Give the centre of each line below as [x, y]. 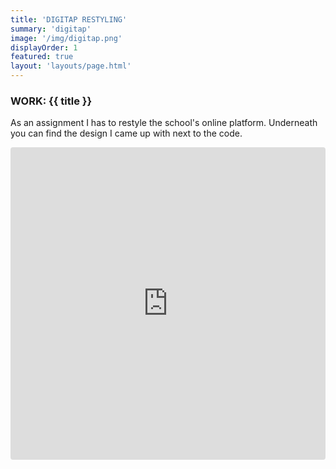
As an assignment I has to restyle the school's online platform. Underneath [164, 123]
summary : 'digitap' [51, 29]
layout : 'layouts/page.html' [71, 66]
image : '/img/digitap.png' [66, 38]
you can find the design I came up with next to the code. [126, 133]
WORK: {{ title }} [51, 101]
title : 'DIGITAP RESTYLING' [69, 19]
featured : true [42, 57]
